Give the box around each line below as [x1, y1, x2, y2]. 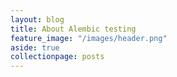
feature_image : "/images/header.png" [10, 33, 168, 43]
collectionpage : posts [10, 52, 105, 62]
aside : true [10, 42, 60, 53]
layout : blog [10, 14, 65, 25]
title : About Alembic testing [10, 24, 137, 34]
